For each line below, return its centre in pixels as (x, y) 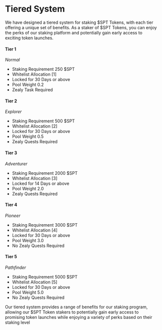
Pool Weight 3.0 (28, 240)
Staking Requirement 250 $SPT (43, 69)
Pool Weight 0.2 (28, 85)
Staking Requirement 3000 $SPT (45, 225)
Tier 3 (11, 153)
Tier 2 (11, 101)
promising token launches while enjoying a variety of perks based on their (79, 317)
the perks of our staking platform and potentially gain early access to (74, 33)
